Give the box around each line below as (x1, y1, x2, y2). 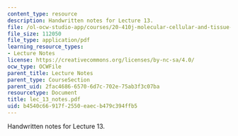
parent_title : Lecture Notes (7, 69, 93, 76)
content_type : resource (7, 10, 78, 18)
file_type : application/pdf (7, 37, 91, 44)
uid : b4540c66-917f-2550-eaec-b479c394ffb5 (7, 103, 138, 110)
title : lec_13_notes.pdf (7, 96, 81, 103)
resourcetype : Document (7, 89, 78, 96)
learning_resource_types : (7, 43, 84, 50)
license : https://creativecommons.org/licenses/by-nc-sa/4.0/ (7, 57, 195, 64)
